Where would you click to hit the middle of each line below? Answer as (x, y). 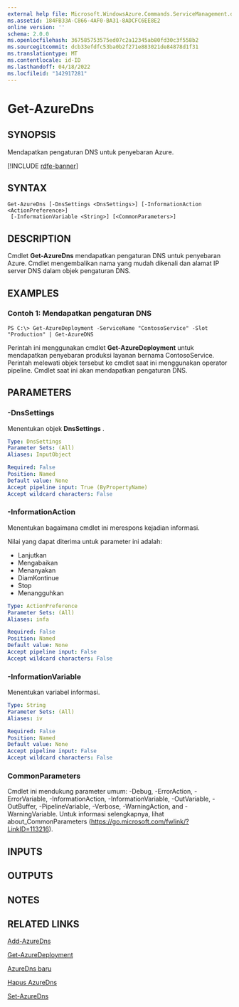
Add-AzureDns (29, 941)
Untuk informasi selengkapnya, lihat (112, 814)
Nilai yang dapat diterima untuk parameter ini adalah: (85, 541)
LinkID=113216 (28, 829)
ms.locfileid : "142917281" (47, 73)
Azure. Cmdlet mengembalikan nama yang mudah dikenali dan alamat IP (113, 263)
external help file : (38, 14)
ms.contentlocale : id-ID (44, 60)
